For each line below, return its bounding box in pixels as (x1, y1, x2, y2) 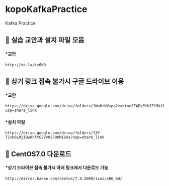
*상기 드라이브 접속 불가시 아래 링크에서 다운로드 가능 (5, 164, 109, 171)
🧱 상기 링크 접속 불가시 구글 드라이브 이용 (5, 77, 124, 86)
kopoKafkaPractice (5, 4, 88, 15)
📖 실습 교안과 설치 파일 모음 (5, 36, 84, 45)
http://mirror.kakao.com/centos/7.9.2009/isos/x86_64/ (5, 176, 123, 181)
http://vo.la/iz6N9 (5, 62, 46, 67)
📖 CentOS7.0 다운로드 (5, 149, 71, 158)
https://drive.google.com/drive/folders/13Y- (5, 130, 102, 136)
